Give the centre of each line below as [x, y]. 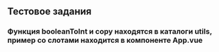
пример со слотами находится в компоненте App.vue [105, 40]
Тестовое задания [49, 12]
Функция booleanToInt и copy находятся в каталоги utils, [110, 32]
